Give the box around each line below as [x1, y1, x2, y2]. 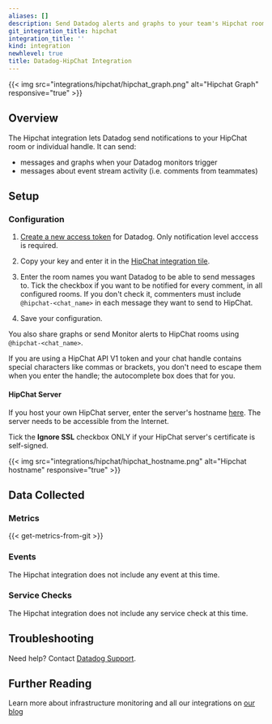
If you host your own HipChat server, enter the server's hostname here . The [8, 407, 261, 418]
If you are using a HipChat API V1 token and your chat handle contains [8, 353, 242, 363]
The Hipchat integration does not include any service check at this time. [8, 608, 249, 618]
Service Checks [8, 589, 73, 601]
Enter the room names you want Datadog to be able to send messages [19, 272, 256, 282]
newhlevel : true [8, 49, 63, 58]
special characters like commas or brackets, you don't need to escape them [8, 362, 261, 372]
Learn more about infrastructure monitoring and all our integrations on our [8, 698, 256, 708]
